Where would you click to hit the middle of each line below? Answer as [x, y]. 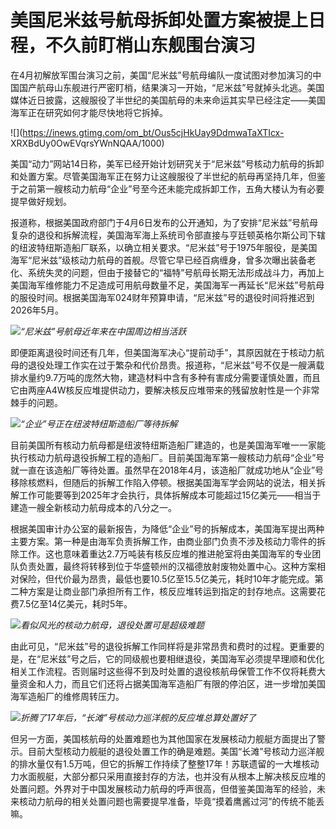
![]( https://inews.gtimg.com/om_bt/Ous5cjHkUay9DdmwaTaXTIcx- [147, 132]
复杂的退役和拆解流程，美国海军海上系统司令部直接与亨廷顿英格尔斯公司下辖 [168, 235]
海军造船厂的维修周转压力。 [67, 696]
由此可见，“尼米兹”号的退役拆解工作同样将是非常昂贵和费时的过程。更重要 [163, 646]
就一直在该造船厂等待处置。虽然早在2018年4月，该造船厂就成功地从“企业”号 [167, 470]
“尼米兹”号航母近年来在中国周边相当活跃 [103, 331]
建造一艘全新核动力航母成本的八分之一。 [93, 507]
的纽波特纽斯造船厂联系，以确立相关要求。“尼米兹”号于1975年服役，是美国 [164, 247]
